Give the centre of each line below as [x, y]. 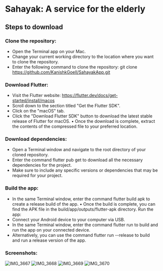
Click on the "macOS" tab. [38, 111]
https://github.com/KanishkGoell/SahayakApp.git [61, 72]
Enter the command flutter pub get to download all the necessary [77, 160]
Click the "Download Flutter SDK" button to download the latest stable [82, 116]
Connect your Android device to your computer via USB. [68, 219]
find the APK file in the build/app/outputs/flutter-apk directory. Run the [83, 209]
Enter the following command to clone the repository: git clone [75, 67]
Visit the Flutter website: [36, 96]
